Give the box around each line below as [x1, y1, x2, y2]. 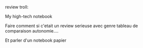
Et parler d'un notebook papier [5, 37, 67, 43]
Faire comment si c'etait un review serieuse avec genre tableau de [5, 23, 138, 29]
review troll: [5, 4, 29, 10]
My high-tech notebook [5, 14, 53, 19]
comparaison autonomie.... [5, 28, 59, 33]
